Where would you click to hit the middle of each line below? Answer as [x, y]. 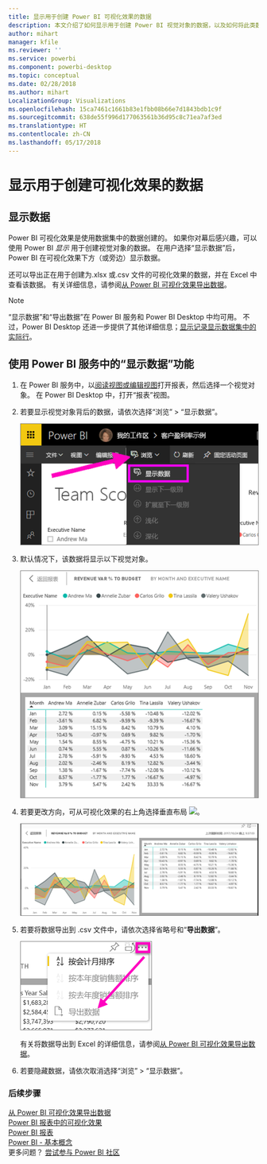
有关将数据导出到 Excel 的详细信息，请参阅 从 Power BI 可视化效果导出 [134, 1044]
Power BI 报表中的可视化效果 [55, 1122]
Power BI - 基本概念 [41, 1142]
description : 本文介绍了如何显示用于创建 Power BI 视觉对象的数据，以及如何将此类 [132, 25]
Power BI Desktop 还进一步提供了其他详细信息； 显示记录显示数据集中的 [139, 327]
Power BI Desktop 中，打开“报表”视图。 [110, 394]
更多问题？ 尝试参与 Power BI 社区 [64, 1152]
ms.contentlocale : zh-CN [49, 134]
